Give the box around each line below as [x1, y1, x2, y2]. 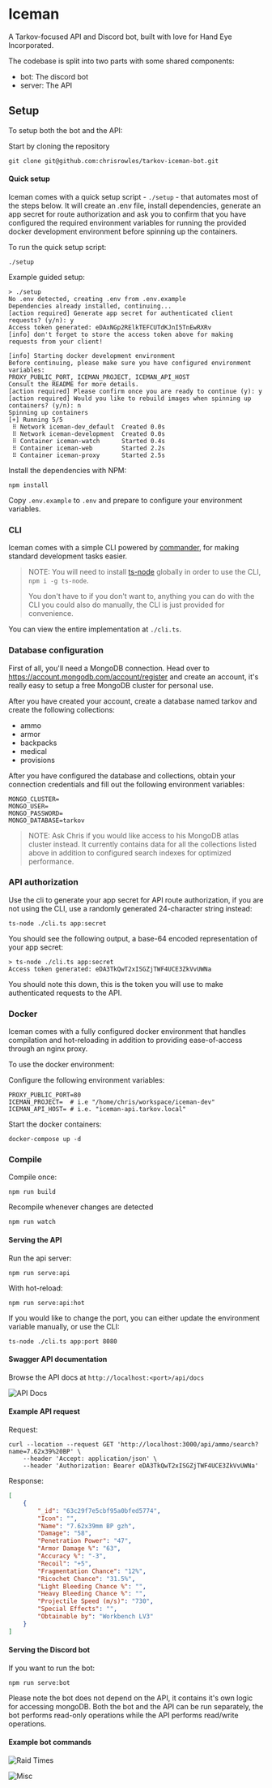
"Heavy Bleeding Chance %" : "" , [37, 1590, 147, 1598]
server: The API [19, 80, 73, 90]
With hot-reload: [8, 1283, 63, 1293]
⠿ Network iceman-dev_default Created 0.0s [11, 423, 166, 431]
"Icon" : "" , [37, 1514, 79, 1523]
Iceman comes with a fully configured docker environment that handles [8, 1027, 247, 1036]
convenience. [28, 609, 74, 618]
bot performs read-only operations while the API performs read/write [8, 1710, 239, 1720]
